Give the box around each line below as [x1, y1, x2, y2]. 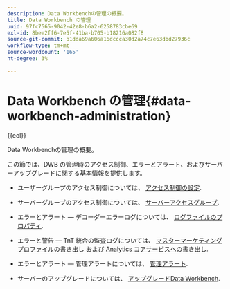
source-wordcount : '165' [7, 49, 79, 56]
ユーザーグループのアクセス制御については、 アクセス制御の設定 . [17, 183, 202, 192]
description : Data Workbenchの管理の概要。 [7, 10, 127, 17]
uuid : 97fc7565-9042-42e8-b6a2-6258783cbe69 [7, 23, 138, 30]
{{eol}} [7, 131, 26, 139]
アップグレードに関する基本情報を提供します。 [12, 169, 147, 177]
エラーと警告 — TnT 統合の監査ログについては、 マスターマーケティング [17, 236, 223, 244]
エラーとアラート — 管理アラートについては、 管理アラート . [17, 259, 188, 268]
